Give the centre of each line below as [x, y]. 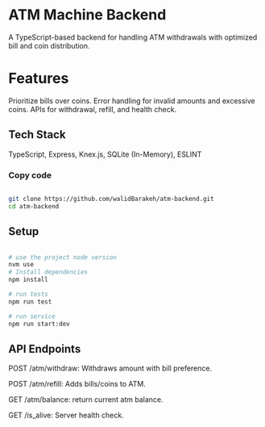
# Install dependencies [48, 272]
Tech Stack [37, 135]
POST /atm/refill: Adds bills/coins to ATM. [77, 384]
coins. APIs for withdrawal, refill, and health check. [93, 109]
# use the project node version [62, 257]
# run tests [28, 295]
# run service [32, 316]
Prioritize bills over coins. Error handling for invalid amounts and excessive [132, 100]
